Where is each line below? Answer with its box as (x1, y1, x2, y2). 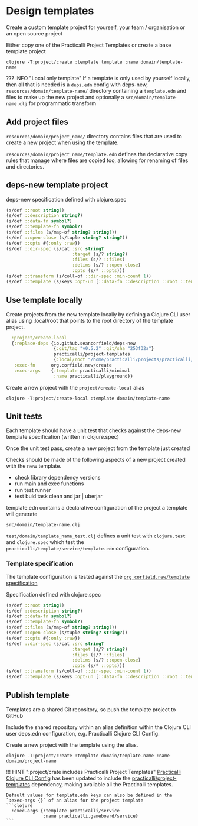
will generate (6, 510, 38, 518)
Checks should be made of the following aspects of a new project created (6, 456, 186, 464)
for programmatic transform (28, 99, 96, 107)
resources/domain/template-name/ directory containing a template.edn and (6, 87, 187, 94)
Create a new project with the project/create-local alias (6, 384, 145, 391)
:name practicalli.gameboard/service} (43, 813, 138, 819)
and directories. (6, 163, 45, 170)
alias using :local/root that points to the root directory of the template (6, 317, 174, 324)
